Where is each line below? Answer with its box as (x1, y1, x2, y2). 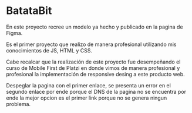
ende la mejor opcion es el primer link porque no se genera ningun (6, 94, 167, 101)
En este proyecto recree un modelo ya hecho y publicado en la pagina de (6, 23, 183, 30)
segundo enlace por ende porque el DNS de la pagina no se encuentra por (6, 88, 187, 95)
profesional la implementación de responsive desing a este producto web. (6, 70, 185, 77)
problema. (6, 100, 31, 107)
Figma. (6, 29, 23, 36)
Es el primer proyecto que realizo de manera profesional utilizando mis (6, 41, 177, 48)
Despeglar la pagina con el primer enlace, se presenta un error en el (6, 82, 171, 89)
